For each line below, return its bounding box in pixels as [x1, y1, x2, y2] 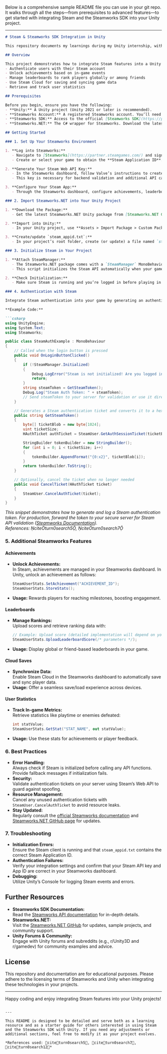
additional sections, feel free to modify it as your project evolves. [5, 1032, 157, 1037]
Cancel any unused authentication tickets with [12, 796, 107, 802]
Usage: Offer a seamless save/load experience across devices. [12, 685, 143, 691]
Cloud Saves [5, 658, 32, 664]
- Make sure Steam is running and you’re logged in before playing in [11, 280, 162, 285]
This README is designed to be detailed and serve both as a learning [5, 1019, 155, 1024]
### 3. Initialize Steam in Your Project [5, 248, 92, 253]
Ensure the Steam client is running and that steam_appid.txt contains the [12, 847, 162, 853]
